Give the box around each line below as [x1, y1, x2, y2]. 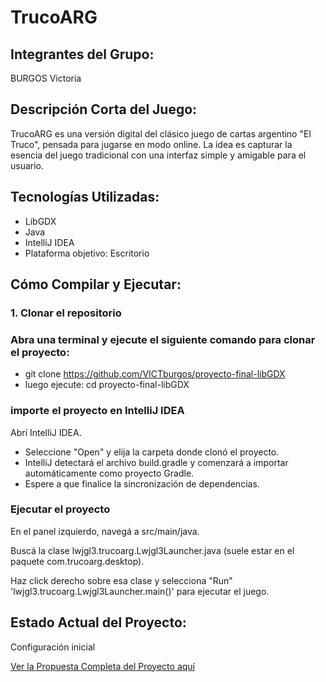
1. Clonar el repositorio [10, 306, 122, 320]
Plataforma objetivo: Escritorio [24, 247, 150, 259]
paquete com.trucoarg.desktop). [10, 555, 145, 567]
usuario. [10, 159, 45, 171]
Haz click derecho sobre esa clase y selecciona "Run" [10, 574, 233, 586]
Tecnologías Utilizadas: [10, 189, 160, 206]
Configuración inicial [10, 641, 96, 653]
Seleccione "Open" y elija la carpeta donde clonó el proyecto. [24, 446, 280, 458]
